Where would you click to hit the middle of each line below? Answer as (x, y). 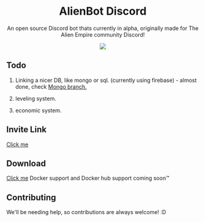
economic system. (39, 110)
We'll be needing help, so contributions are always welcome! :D (86, 212)
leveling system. (35, 98)
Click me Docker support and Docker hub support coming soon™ (88, 178)
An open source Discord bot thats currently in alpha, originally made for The (103, 28)
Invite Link (27, 130)
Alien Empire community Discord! (103, 34)
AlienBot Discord (103, 11)
